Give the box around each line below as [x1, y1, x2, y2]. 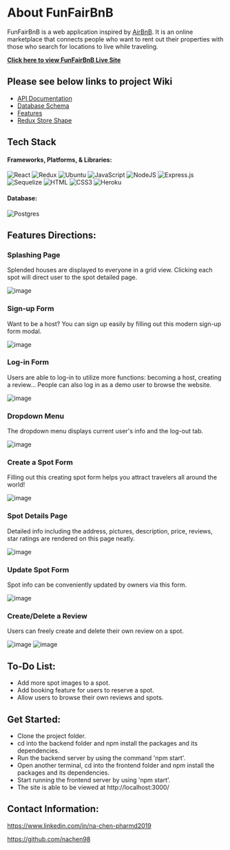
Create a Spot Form [7, 457, 74, 467]
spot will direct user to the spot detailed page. [7, 273, 138, 281]
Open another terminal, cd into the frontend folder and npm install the [17, 761, 215, 769]
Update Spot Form [7, 565, 70, 574]
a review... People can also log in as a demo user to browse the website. [7, 380, 212, 388]
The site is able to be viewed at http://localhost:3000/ [17, 783, 170, 791]
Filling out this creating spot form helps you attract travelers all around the [7, 473, 218, 482]
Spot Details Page [7, 511, 67, 521]
